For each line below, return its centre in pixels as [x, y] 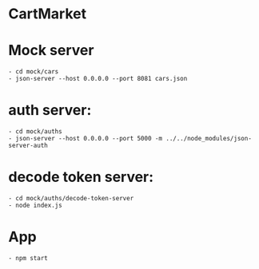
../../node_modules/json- [208, 139]
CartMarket [47, 14]
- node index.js [35, 205]
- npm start [28, 258]
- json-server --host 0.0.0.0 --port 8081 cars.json [98, 79]
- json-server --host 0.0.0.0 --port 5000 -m [85, 139]
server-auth [28, 146]
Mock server [51, 51]
